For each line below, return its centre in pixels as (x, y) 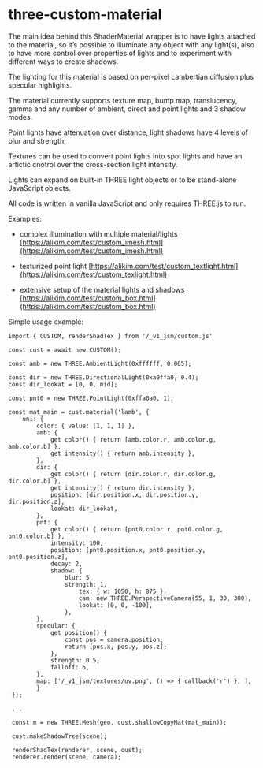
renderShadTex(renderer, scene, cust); (77, 750)
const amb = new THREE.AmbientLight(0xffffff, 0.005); (100, 363)
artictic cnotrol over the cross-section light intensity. (93, 164)
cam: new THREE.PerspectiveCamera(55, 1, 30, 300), (165, 598)
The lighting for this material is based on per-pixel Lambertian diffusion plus (131, 76)
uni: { (33, 419)
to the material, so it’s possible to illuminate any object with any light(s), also (131, 44)
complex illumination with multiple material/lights (98, 233)
